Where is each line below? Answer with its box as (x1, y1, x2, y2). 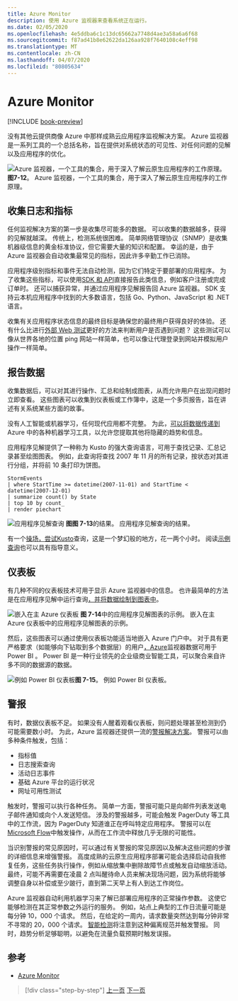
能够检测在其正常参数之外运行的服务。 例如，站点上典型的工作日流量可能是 (7, 903, 227, 911)
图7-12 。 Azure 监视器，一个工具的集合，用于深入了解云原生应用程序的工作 (7, 173, 228, 181)
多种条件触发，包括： (7, 736, 69, 745)
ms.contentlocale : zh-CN (7, 50, 81, 57)
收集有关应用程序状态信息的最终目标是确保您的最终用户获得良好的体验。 (7, 317, 218, 326)
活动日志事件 (17, 769, 55, 777)
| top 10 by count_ (7, 500, 65, 507)
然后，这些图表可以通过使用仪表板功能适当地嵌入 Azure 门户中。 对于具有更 (7, 634, 229, 642)
